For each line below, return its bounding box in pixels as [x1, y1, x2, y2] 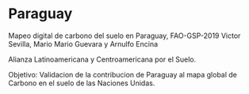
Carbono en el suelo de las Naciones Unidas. [8, 78, 155, 88]
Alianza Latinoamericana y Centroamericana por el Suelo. [8, 55, 197, 64]
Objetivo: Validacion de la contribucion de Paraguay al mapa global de [8, 70, 238, 79]
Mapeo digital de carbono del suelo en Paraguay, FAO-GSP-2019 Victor [8, 31, 241, 40]
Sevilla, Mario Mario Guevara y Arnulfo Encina [8, 39, 159, 48]
